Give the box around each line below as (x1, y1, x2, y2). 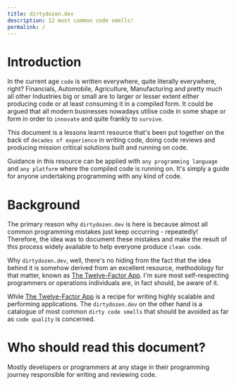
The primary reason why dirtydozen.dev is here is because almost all (7, 220, 208, 229)
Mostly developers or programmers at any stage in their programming (7, 363, 210, 371)
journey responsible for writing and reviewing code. (7, 370, 157, 379)
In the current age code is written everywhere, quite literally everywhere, (7, 77, 217, 85)
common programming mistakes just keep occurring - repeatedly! (7, 227, 199, 236)
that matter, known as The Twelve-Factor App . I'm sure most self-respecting (7, 271, 229, 279)
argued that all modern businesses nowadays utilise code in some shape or (7, 107, 227, 116)
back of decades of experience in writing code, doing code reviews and (7, 135, 216, 145)
